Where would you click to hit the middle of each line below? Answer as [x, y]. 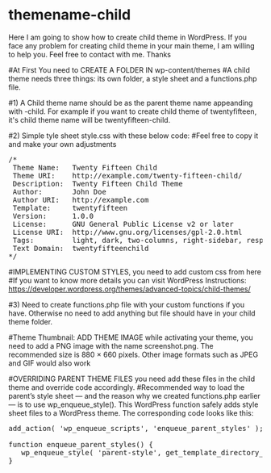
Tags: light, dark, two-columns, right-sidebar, [127, 240]
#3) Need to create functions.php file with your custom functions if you [126, 304]
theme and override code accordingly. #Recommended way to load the [127, 387]
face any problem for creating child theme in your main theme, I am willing [132, 45]
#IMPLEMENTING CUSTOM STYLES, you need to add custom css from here [135, 271]
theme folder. [31, 321]
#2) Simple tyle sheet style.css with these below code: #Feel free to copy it [133, 136]
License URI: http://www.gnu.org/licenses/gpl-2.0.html [127, 232]
